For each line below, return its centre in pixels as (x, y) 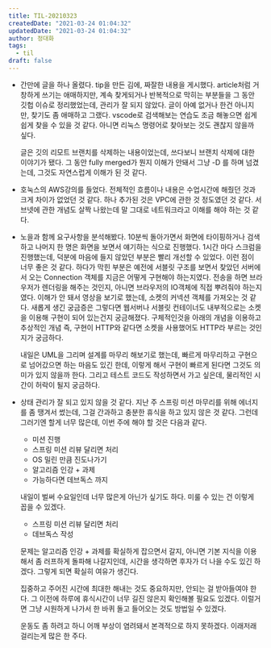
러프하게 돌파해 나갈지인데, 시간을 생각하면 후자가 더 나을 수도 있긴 (148, 561)
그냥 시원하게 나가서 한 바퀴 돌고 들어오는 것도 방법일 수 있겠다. (127, 609)
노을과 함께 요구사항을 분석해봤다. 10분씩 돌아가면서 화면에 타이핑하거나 (133, 237)
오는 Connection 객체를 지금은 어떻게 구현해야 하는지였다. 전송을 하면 (138, 277)
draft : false (30, 61)
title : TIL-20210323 (43, 16)
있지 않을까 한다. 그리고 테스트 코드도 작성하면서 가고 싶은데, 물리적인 (144, 375)
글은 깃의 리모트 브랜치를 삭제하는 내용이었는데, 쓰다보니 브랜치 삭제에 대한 (138, 152)
